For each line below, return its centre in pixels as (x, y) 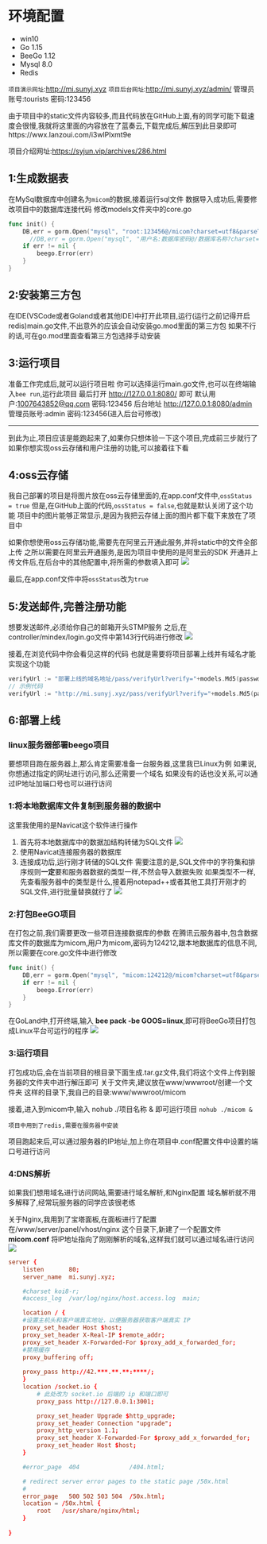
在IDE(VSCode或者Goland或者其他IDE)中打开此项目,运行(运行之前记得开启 (129, 315)
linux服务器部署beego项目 (59, 745)
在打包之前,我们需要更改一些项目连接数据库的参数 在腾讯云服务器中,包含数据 (133, 933)
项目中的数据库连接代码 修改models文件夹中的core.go (103, 209)
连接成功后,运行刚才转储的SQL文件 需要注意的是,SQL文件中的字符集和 (134, 862)
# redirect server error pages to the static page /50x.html (126, 1481)
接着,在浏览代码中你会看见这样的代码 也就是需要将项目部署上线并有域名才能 (132, 654)
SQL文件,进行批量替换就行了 (66, 891)
